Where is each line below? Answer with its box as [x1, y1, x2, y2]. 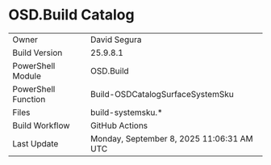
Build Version [12, 47, 63, 58]
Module [12, 70, 42, 82]
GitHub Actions [90, 120, 148, 131]
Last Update [12, 137, 59, 149]
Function [12, 93, 46, 104]
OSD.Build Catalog [8, 6, 135, 24]
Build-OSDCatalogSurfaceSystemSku [90, 88, 234, 99]
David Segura [90, 34, 142, 45]
